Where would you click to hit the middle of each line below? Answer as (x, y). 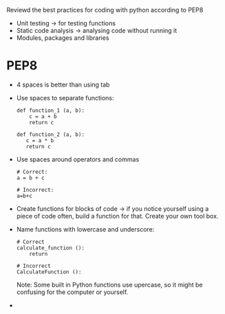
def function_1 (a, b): (51, 110)
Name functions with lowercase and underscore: (85, 229)
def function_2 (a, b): (51, 134)
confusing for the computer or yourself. (72, 292)
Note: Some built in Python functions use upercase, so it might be (109, 284)
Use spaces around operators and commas (78, 159)
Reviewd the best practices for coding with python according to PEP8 (105, 10)
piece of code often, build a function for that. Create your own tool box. (117, 216)
